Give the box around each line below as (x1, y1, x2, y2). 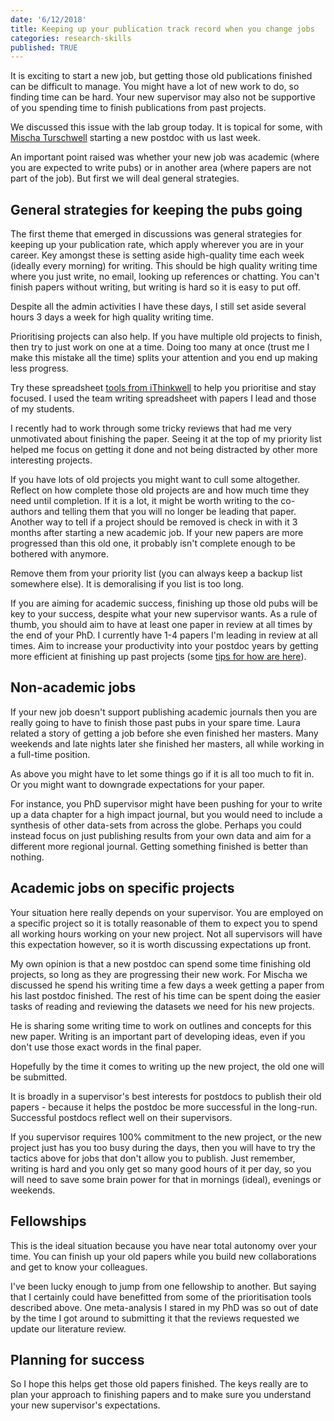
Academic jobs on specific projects (10, 880, 235, 897)
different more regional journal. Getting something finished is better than (10, 840, 309, 852)
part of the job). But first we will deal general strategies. (10, 172, 240, 185)
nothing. (10, 851, 45, 863)
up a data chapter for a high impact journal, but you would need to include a (10, 808, 323, 820)
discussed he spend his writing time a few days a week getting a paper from (10, 979, 325, 991)
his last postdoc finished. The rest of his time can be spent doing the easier (10, 989, 322, 1001)
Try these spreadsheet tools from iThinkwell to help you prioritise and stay (10, 382, 317, 394)
